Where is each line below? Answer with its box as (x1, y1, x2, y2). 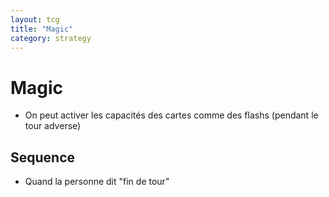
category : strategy (10, 33, 92, 43)
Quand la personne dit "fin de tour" (24, 176, 170, 188)
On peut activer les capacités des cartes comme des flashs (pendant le (24, 109, 319, 121)
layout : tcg (10, 14, 60, 25)
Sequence (10, 149, 76, 166)
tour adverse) (24, 120, 82, 132)
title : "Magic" (10, 24, 74, 34)
